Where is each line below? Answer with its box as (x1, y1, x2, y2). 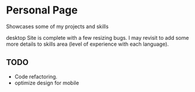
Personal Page (6, 4, 78, 17)
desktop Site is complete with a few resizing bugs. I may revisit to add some (6, 34, 189, 41)
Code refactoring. (14, 73, 57, 80)
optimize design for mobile (14, 79, 79, 86)
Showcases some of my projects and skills (6, 23, 109, 30)
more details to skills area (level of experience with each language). (6, 40, 169, 47)
